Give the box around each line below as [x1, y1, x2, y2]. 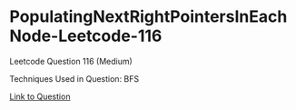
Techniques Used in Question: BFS [9, 73, 140, 84]
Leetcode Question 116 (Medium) [9, 55, 133, 66]
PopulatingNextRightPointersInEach [9, 6, 288, 27]
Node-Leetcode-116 [9, 25, 163, 46]
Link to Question [9, 91, 71, 102]
